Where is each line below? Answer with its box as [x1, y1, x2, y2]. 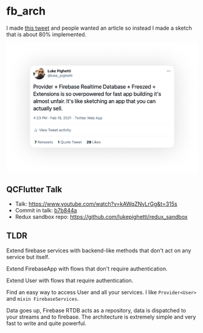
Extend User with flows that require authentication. [6, 277, 134, 284]
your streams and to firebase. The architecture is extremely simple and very [6, 313, 196, 320]
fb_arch [6, 4, 46, 18]
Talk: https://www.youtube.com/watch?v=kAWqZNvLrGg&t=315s [15, 200, 177, 207]
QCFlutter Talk [6, 184, 63, 195]
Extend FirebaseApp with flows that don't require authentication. [6, 265, 168, 272]
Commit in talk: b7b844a [15, 207, 77, 214]
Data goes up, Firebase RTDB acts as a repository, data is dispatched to [6, 306, 187, 314]
